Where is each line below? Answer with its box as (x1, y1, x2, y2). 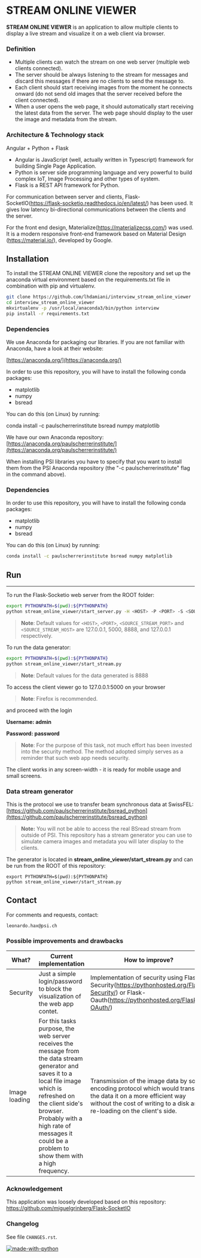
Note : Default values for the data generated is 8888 (20, 672, 148, 679)
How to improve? (124, 956, 174, 964)
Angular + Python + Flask (6, 144, 69, 152)
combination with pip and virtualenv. (6, 282, 96, 289)
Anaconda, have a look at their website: (6, 345, 103, 352)
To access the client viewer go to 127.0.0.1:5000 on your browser (6, 683, 166, 690)
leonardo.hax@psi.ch (6, 922, 58, 929)
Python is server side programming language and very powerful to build (14, 168, 193, 176)
